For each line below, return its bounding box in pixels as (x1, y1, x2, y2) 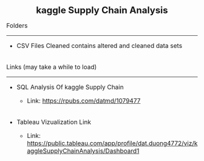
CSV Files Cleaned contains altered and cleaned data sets (16, 41, 183, 50)
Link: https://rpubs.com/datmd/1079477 (27, 97, 141, 105)
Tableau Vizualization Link (16, 118, 92, 126)
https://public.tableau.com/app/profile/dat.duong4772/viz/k (27, 139, 198, 148)
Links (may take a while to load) (6, 63, 97, 71)
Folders (6, 21, 28, 30)
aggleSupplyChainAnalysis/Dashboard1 (27, 147, 140, 156)
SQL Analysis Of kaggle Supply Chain (16, 83, 124, 92)
